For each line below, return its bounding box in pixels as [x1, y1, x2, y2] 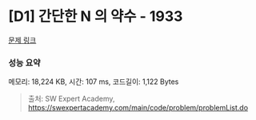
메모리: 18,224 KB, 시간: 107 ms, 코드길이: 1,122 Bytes [8, 77, 179, 86]
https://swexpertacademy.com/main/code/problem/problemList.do [27, 103, 249, 113]
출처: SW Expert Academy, [27, 94, 115, 104]
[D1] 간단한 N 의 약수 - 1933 [8, 7, 183, 26]
